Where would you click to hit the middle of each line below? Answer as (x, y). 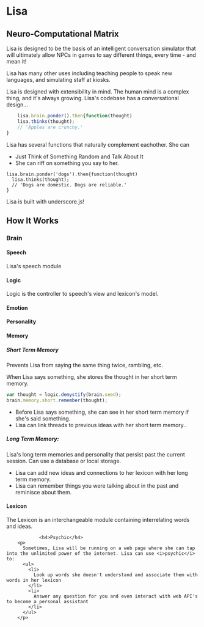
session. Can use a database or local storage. (64, 461)
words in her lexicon (34, 580)
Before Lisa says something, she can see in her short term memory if (102, 412)
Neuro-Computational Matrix (63, 34)
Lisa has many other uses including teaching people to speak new (89, 73)
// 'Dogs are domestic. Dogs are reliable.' (69, 185)
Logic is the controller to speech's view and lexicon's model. (82, 294)
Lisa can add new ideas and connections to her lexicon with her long (101, 472)
